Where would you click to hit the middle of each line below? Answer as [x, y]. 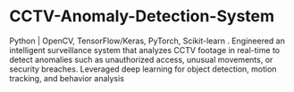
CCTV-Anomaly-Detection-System [142, 16]
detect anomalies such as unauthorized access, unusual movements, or [141, 59]
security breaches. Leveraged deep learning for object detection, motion [143, 69]
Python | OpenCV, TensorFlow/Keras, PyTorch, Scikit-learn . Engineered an [147, 41]
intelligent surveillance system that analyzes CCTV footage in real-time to [144, 50]
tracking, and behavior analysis [67, 78]
